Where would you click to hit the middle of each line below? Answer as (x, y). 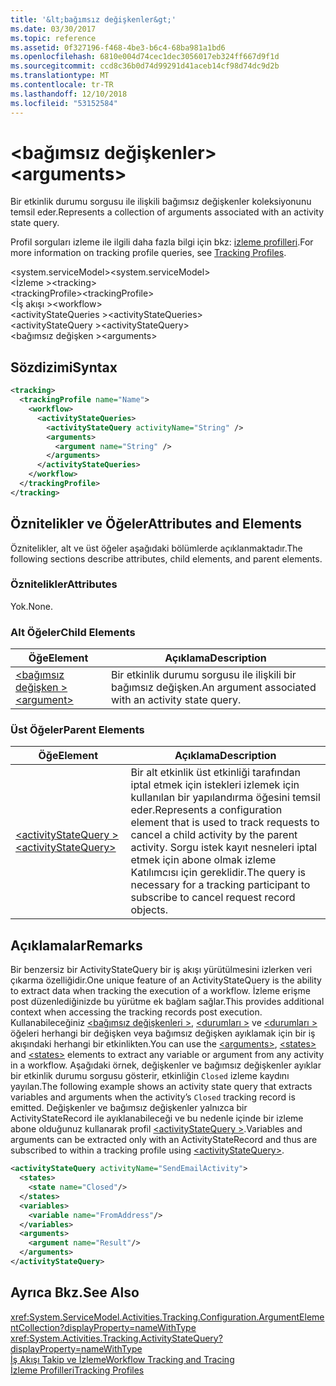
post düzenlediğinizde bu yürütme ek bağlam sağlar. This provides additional (167, 1002)
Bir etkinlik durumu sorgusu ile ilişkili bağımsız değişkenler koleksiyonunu (161, 202)
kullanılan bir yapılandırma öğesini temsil (225, 798)
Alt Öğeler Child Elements (73, 632)
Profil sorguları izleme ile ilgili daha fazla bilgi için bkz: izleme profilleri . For (162, 242)
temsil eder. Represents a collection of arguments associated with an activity (167, 212)
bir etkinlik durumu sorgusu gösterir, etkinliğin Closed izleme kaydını (150, 1076)
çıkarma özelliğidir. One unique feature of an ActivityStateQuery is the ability (166, 980)
